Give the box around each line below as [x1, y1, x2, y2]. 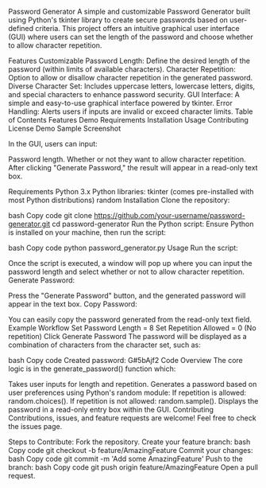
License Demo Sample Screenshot [8, 123, 121, 133]
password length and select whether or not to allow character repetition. [8, 267, 245, 276]
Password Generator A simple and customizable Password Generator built [8, 7, 251, 16]
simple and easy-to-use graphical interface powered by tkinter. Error [8, 99, 233, 107]
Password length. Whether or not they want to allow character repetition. [8, 154, 246, 164]
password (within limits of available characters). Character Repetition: [8, 64, 236, 74]
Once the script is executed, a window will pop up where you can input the [8, 259, 253, 267]
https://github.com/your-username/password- [94, 211, 245, 220]
